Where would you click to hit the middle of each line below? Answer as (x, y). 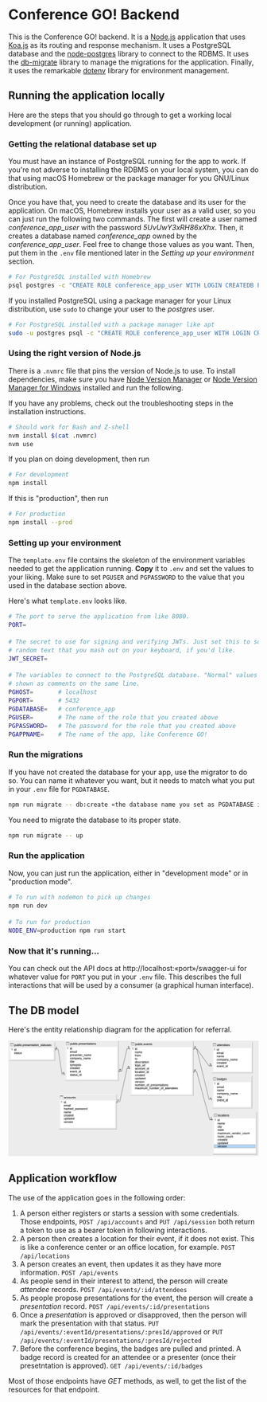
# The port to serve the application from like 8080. (99, 617)
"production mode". (41, 881)
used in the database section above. (68, 585)
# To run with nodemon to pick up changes (79, 897)
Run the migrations (46, 754)
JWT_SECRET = (28, 659)
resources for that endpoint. (54, 1389)
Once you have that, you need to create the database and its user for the (127, 202)
